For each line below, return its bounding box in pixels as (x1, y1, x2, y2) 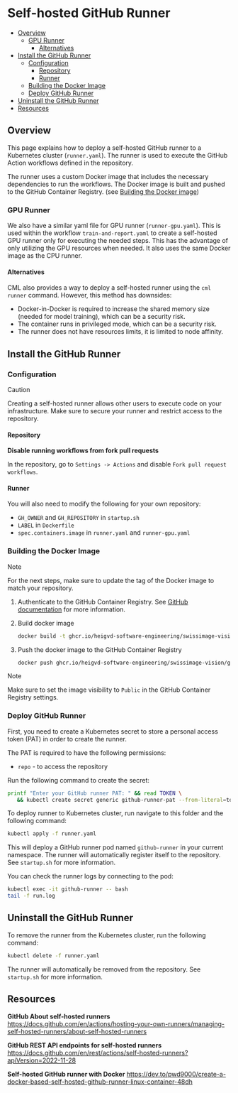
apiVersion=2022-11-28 (7, 1056, 76, 1065)
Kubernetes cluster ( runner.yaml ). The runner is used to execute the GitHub (7, 151, 228, 159)
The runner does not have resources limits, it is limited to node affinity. (17, 327, 224, 336)
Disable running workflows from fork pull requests (7, 446, 159, 455)
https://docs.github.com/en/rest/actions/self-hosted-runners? (7, 1048, 188, 1057)
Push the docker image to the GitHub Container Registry (17, 645, 182, 654)
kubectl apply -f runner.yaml (7, 830, 97, 837)
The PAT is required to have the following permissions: (7, 748, 166, 757)
